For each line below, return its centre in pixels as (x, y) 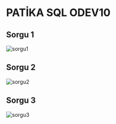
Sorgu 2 (21, 67)
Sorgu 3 (21, 101)
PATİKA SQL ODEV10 (58, 13)
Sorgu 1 (20, 35)
